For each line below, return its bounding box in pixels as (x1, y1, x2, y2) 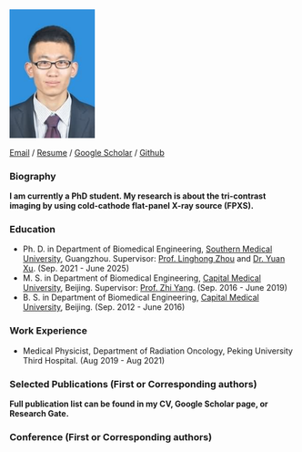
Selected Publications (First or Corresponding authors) (9, 377, 257, 390)
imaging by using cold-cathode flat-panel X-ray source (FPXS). (9, 200, 255, 211)
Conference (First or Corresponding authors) (9, 430, 212, 443)
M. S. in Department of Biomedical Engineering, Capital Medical (22, 272, 262, 283)
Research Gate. (9, 407, 70, 418)
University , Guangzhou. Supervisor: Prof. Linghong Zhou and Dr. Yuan (22, 253, 286, 264)
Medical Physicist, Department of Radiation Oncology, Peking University (22, 345, 294, 356)
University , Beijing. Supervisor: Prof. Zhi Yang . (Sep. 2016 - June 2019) (22, 282, 288, 293)
